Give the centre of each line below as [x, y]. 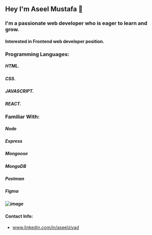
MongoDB [16, 166]
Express [14, 141]
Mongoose [17, 154]
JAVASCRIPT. [20, 91]
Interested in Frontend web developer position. [55, 41]
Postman [15, 179]
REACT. [13, 104]
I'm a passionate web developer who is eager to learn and [76, 23]
